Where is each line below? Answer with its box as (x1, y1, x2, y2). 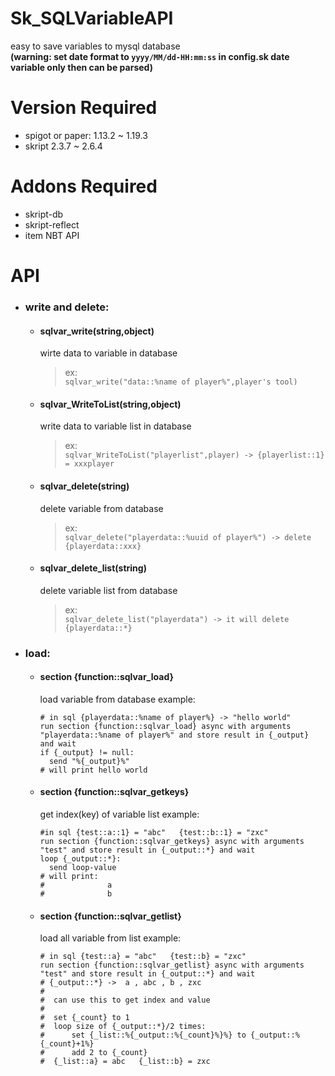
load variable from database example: (39, 693, 196, 705)
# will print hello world (39, 765, 148, 775)
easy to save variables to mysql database (10, 40, 181, 52)
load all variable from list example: (39, 932, 182, 944)
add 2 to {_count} (71, 1048, 148, 1058)
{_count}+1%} (39, 1039, 95, 1049)
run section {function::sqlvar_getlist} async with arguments (39, 960, 305, 971)
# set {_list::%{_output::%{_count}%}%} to (39, 1030, 247, 1041)
